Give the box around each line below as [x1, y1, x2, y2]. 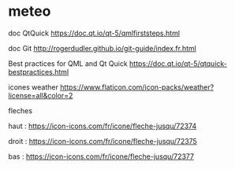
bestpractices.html [8, 67, 69, 76]
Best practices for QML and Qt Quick [8, 58, 128, 68]
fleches [8, 105, 33, 116]
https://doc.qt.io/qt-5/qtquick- [129, 58, 227, 68]
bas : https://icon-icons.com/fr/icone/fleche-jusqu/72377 [8, 152, 195, 161]
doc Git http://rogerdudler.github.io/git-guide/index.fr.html [8, 43, 197, 53]
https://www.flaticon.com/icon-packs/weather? [60, 82, 214, 92]
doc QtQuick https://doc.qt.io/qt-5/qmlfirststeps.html [8, 28, 180, 38]
